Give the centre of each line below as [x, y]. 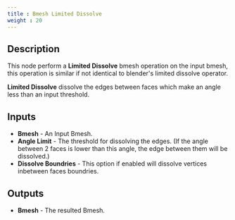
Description [33, 49]
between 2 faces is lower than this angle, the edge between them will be [122, 149]
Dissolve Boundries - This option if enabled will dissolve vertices [112, 164]
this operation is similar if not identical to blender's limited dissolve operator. [118, 73]
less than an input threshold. [49, 94]
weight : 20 [25, 20]
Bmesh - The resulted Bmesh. [61, 210]
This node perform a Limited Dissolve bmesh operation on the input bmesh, [118, 66]
